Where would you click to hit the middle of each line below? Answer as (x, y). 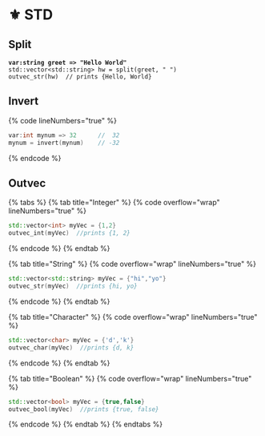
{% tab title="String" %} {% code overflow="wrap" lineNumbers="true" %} (132, 264)
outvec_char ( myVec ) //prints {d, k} (71, 347)
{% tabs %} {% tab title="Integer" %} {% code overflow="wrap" (114, 203)
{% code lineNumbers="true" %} (63, 120)
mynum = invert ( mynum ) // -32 (64, 143)
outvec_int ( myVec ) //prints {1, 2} (69, 233)
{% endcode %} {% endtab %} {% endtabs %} (85, 424)
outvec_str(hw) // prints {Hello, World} (80, 77)
